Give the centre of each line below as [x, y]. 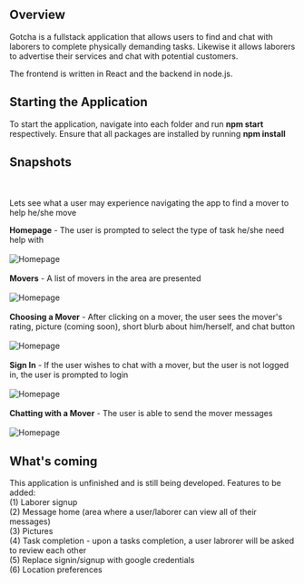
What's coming [54, 461]
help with [27, 240]
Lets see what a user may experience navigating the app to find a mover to [149, 203]
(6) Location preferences [56, 569]
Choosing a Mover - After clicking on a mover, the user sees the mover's [146, 317]
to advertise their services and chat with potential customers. [124, 56]
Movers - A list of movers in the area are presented [105, 278]
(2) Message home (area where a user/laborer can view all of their [133, 512]
